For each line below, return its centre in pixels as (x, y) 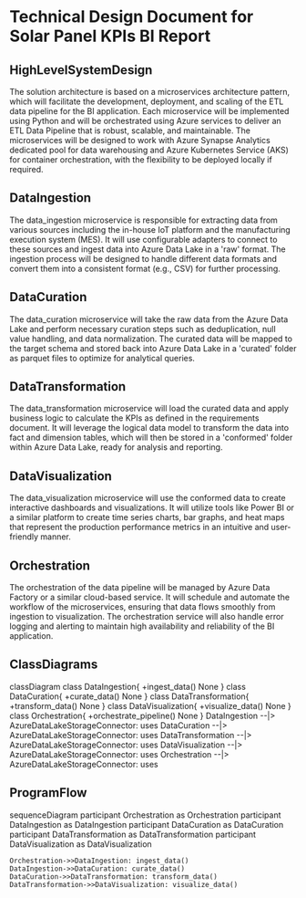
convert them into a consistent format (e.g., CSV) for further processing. (145, 268)
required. (26, 169)
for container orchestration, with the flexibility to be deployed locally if (141, 160)
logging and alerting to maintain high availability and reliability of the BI (142, 626)
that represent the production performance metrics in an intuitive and (139, 527)
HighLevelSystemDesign (81, 70)
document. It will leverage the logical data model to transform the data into (149, 428)
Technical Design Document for (132, 17)
